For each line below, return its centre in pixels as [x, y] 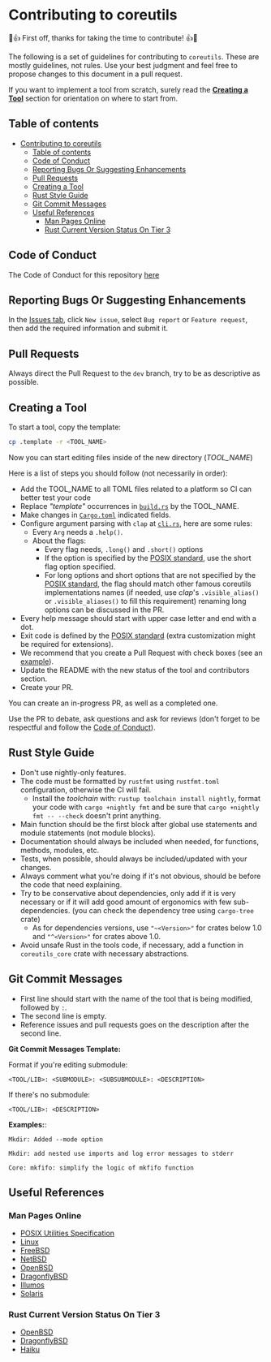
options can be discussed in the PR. [104, 610]
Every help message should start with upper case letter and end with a [138, 618]
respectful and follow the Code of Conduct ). [82, 727]
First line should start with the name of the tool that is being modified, [136, 998]
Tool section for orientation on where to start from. [93, 98]
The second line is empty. [63, 1015]
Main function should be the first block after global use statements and [138, 824]
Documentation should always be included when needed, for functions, [140, 841]
